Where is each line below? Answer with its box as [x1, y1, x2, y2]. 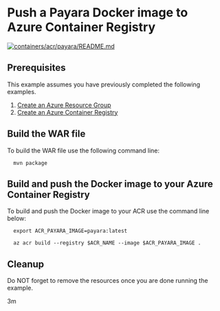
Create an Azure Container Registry [16, 108, 118, 116]
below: [7, 214, 26, 222]
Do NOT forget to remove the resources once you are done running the [7, 277, 208, 285]
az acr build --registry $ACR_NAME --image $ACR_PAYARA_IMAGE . [13, 240, 201, 246]
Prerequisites [7, 62, 66, 73]
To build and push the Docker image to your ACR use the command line [7, 207, 210, 216]
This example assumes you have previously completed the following [7, 80, 201, 89]
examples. [7, 87, 36, 95]
